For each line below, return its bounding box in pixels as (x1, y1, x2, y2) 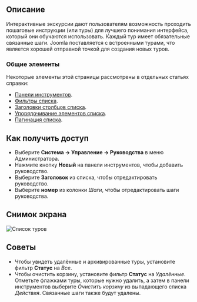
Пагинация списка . (14, 116, 63, 123)
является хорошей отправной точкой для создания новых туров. (6, 45, 169, 52)
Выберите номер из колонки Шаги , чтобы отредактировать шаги (14, 186, 179, 193)
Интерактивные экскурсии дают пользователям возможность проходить (6, 20, 191, 27)
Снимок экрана (6, 210, 67, 220)
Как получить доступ (6, 133, 89, 143)
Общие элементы (6, 60, 60, 68)
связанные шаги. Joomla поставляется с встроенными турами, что (6, 39, 175, 46)
